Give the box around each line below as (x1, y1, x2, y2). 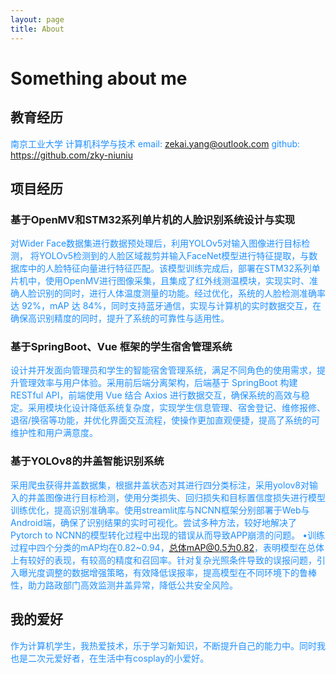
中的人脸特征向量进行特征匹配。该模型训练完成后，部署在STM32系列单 (27, 262, 321, 275)
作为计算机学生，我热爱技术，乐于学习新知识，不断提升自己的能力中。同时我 (10, 639, 326, 651)
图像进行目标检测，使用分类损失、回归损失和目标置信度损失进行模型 (44, 491, 326, 503)
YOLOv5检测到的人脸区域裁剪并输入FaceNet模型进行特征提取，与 (38, 250, 310, 262)
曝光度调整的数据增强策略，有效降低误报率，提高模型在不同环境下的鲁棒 (18, 566, 317, 578)
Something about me (10, 67, 188, 90)
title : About (10, 24, 65, 34)
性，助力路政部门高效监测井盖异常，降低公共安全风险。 (10, 579, 238, 591)
